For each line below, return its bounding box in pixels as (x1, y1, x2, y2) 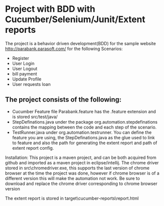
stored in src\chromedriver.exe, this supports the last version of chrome (5, 165, 150, 171)
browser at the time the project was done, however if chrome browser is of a (5, 170, 160, 176)
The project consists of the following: (5, 96, 121, 104)
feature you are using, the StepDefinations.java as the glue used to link (12, 134, 155, 140)
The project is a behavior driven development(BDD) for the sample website (5, 40, 156, 46)
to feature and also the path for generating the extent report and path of (12, 140, 158, 146)
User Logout (12, 65, 38, 72)
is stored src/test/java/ (12, 114, 58, 120)
